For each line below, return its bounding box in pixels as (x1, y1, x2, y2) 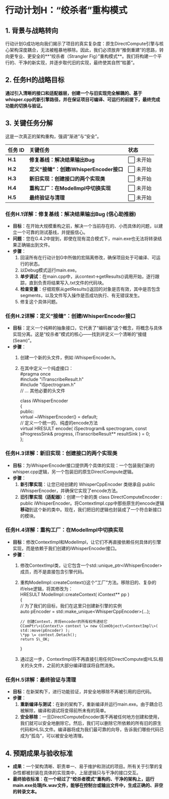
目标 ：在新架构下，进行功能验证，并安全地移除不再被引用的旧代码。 (12, 688, 154, 695)
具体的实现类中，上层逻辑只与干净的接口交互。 (43, 769, 141, 775)
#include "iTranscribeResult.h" (20, 377, 84, 383)
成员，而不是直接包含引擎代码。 (20, 568, 87, 574)
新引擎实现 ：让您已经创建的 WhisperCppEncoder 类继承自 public (20, 481, 155, 487)
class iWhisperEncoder (20, 398, 69, 404)
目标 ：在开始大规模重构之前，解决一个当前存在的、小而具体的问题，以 (12, 223, 159, 229)
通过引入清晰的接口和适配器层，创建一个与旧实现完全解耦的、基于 (5, 90, 142, 96)
